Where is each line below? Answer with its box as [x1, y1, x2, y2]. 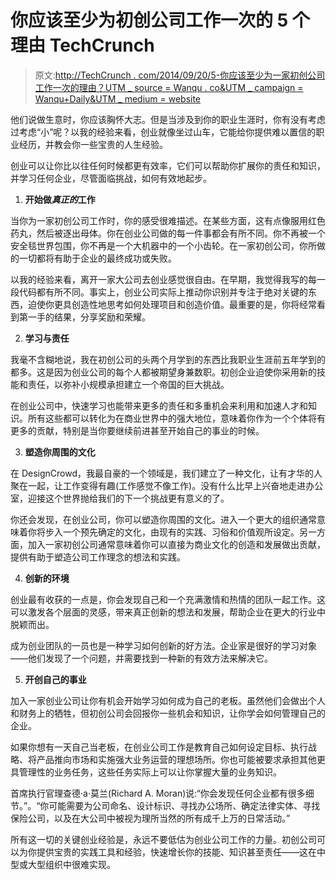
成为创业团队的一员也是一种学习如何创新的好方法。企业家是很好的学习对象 [10, 639, 317, 651]
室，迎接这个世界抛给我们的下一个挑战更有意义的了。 [10, 492, 230, 504]
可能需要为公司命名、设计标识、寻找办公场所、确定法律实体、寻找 [48, 799, 321, 811]
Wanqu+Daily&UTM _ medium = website [34, 92, 202, 105]
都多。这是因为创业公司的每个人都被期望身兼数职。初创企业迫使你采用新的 [10, 366, 317, 378]
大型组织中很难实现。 [27, 858, 116, 870]
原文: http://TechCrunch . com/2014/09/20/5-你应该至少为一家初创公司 [34, 69, 326, 81]
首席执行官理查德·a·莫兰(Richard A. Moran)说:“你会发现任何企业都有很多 [10, 787, 306, 799]
